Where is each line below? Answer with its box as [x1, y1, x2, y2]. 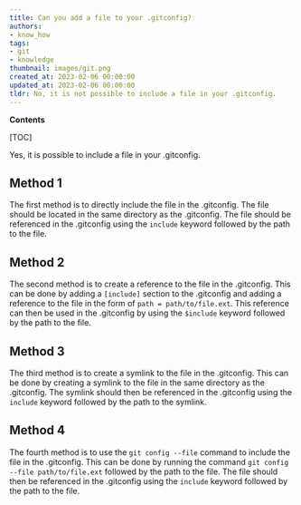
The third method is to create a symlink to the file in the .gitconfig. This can [9, 367, 289, 378]
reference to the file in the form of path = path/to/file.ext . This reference [9, 298, 289, 309]
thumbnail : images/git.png [9, 64, 111, 73]
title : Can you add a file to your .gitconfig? [9, 13, 193, 23]
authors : [9, 22, 42, 31]
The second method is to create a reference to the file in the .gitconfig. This [9, 278, 291, 290]
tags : [9, 38, 30, 48]
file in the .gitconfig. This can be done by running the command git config [9, 456, 289, 467]
